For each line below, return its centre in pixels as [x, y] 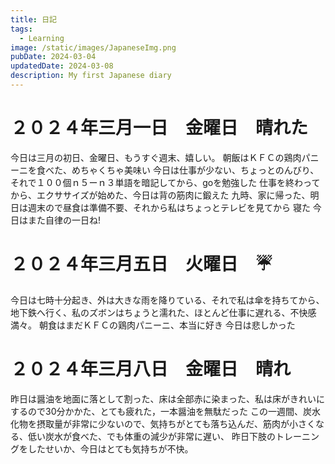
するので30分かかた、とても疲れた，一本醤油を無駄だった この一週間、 [157, 411]
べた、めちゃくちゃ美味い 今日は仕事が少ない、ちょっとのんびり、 [182, 170]
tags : [21, 29]
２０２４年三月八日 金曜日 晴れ [151, 368]
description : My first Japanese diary [91, 76]
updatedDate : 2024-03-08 [62, 66]
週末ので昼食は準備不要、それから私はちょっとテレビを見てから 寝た [169, 207]
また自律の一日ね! [64, 220]
